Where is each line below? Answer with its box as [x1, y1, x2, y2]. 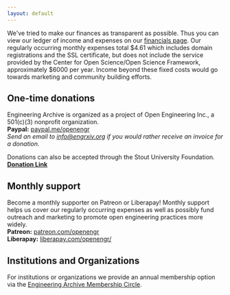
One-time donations [7, 93, 95, 104]
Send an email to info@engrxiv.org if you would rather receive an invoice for [7, 132, 223, 141]
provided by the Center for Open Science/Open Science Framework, [7, 58, 201, 66]
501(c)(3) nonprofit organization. [7, 118, 100, 126]
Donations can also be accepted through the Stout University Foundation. [7, 153, 215, 161]
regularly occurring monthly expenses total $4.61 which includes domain [7, 43, 213, 51]
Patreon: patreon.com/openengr [7, 228, 100, 236]
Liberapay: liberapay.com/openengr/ [7, 235, 112, 244]
